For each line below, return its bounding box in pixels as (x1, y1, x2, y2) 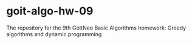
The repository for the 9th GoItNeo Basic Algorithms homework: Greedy (6, 24, 187, 31)
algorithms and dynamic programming (6, 30, 102, 37)
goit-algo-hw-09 (6, 4, 94, 18)
